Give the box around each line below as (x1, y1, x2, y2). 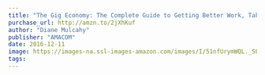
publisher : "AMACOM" (8, 33, 77, 41)
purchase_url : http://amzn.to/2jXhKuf (8, 19, 136, 27)
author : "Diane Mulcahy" (8, 26, 90, 34)
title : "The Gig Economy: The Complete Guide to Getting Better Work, (8, 11, 245, 20)
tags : (8, 55, 26, 63)
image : (8, 48, 30, 55)
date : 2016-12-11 (8, 41, 65, 48)
